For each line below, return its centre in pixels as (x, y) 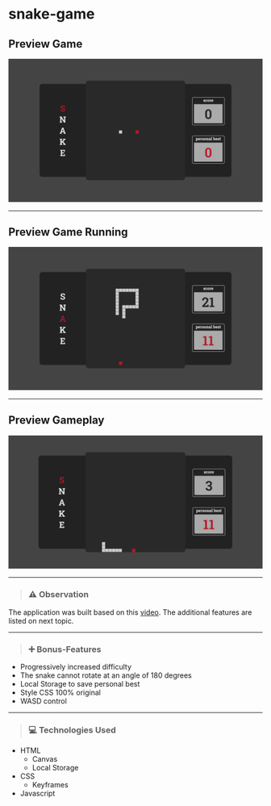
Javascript (38, 793)
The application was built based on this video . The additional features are (130, 612)
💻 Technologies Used (72, 729)
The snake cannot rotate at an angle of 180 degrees (106, 675)
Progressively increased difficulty (75, 667)
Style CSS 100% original (60, 693)
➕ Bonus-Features (65, 649)
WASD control (43, 701)
